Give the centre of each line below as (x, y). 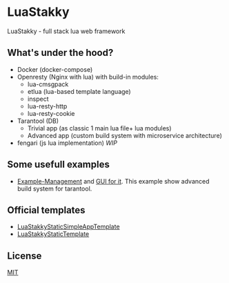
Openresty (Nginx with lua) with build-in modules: (88, 77)
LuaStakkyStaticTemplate (53, 234)
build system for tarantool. (54, 188)
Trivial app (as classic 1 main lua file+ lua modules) (99, 128)
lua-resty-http (47, 106)
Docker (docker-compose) (55, 69)
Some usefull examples (59, 165)
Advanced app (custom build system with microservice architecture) (125, 135)
